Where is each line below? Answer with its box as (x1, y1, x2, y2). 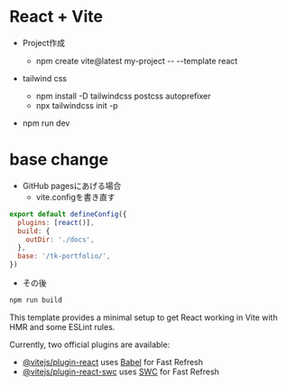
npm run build (9, 296, 63, 305)
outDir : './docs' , (25, 235, 95, 244)
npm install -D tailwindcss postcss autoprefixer (35, 90, 211, 101)
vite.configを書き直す (35, 192, 116, 202)
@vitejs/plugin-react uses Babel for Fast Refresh (22, 356, 204, 367)
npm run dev (22, 118, 70, 128)
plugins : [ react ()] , (17, 218, 95, 227)
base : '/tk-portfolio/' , (17, 251, 111, 261)
